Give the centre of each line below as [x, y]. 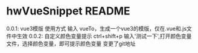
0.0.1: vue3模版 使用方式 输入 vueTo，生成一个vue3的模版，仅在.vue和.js [97, 28]
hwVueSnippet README [69, 11]
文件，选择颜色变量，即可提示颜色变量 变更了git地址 [71, 43]
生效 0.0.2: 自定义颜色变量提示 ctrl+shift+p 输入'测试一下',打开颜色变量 [104, 36]
